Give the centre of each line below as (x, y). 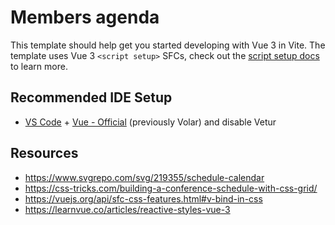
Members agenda (85, 17)
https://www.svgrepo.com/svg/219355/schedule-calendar (144, 177)
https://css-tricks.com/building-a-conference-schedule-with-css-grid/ (171, 188)
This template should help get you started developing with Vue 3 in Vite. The (168, 45)
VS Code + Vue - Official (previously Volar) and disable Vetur (150, 122)
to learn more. (39, 66)
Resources (44, 153)
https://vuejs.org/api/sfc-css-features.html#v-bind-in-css (143, 198)
